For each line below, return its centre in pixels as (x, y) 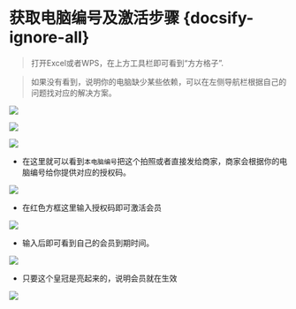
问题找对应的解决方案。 (73, 93)
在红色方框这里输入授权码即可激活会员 (91, 207)
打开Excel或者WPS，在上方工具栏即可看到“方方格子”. (127, 63)
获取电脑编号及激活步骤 (95, 18)
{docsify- (218, 18)
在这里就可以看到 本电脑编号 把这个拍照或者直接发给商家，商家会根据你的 (151, 161)
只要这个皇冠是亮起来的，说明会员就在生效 (99, 278)
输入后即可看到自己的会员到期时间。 (88, 243)
